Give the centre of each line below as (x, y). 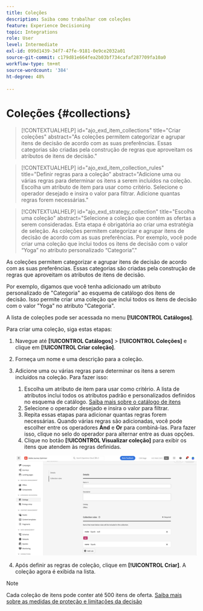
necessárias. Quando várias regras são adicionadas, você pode (103, 421)
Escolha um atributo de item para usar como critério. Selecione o (102, 187)
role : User (20, 38)
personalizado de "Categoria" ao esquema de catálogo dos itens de (91, 293)
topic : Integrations (32, 32)
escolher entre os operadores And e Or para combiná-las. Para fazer (110, 428)
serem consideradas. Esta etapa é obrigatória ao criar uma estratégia (107, 224)
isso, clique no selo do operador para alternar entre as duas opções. (109, 434)
